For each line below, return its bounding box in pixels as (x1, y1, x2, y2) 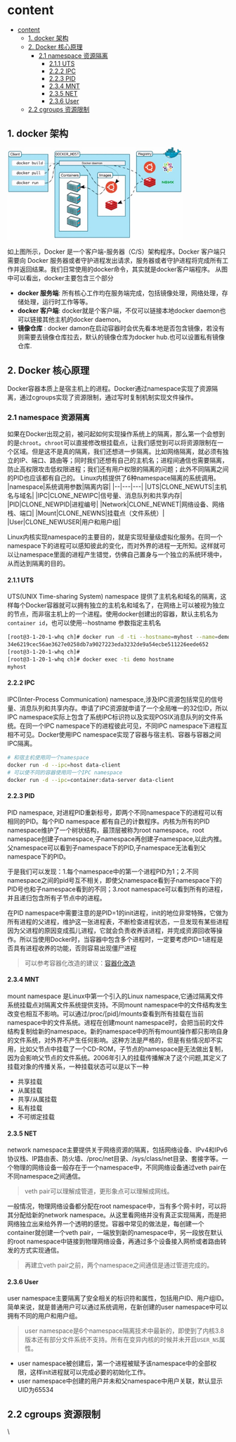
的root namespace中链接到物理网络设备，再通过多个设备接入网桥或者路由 (7, 1237, 221, 1245)
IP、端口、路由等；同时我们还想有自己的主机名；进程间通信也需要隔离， (19, 456, 228, 465)
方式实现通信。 (19, 1246, 63, 1255)
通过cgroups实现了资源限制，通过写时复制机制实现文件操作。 (19, 393, 198, 402)
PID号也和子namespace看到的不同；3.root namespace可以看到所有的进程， (7, 885, 227, 893)
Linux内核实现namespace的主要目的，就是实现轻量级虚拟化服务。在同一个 (7, 533, 223, 541)
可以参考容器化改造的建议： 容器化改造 (24, 959, 136, 967)
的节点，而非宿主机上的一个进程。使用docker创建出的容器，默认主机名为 (7, 610, 218, 619)
